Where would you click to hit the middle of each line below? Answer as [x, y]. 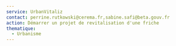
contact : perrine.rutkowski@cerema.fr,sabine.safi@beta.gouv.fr [88, 17]
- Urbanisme [27, 34]
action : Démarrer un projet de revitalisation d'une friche [83, 23]
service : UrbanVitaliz [34, 12]
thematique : [21, 28]
